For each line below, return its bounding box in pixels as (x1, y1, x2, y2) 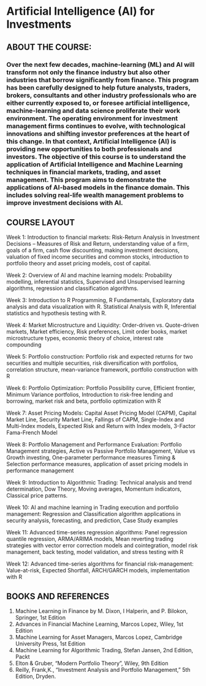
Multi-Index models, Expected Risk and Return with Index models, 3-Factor (6, 423, 196, 430)
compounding (6, 341, 42, 348)
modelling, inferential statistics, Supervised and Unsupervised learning (6, 278, 185, 286)
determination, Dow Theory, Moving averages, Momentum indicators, (6, 485, 182, 493)
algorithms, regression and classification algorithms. (6, 284, 139, 292)
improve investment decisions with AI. (6, 198, 123, 207)
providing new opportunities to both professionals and (6, 144, 172, 153)
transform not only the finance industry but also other (6, 68, 170, 76)
